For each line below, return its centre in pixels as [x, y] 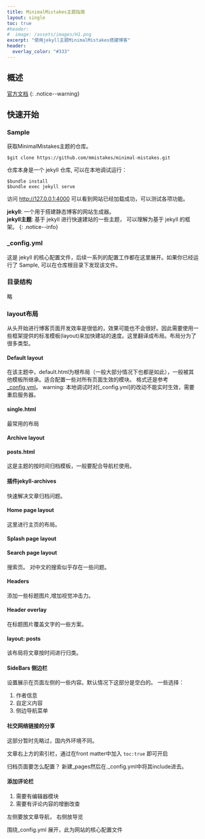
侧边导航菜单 [32, 711]
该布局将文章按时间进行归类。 [44, 653]
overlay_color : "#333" [41, 52]
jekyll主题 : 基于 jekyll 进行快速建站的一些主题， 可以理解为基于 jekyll [93, 219]
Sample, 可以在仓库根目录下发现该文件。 [70, 265]
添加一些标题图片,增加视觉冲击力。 [50, 595]
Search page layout [32, 552]
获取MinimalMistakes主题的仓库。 [49, 146]
